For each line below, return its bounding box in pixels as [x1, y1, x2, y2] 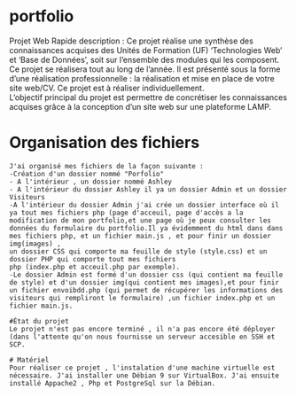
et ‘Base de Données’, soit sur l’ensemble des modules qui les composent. [9, 54, 280, 65]
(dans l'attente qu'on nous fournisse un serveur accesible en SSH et [9, 332, 276, 341]
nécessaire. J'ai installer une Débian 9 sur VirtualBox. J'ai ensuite [9, 370, 279, 380]
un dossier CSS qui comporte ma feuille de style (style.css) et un [9, 246, 268, 256]
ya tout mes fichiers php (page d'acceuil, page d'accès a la [9, 208, 244, 217]
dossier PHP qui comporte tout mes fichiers [9, 254, 176, 263]
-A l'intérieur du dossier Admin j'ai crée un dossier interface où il [9, 200, 279, 209]
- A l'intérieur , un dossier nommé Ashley [9, 177, 173, 186]
